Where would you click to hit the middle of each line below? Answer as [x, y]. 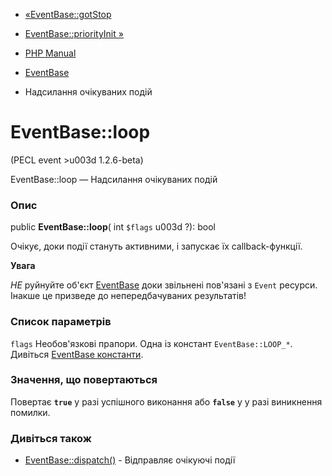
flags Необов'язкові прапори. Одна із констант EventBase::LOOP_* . [151, 343]
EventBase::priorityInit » [74, 33]
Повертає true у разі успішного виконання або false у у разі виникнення [166, 401]
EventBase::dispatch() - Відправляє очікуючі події [130, 460]
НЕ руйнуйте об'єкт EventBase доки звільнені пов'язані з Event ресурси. [164, 285]
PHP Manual [50, 53]
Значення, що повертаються [84, 380]
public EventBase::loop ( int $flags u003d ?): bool [113, 227]
